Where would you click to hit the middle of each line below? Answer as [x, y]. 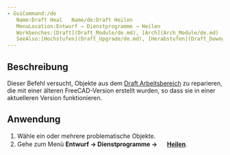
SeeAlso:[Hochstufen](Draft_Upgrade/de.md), [81, 39]
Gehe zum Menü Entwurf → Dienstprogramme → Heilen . [102, 144]
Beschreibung [38, 67]
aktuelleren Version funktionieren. [55, 97]
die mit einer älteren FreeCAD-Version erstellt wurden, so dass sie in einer [111, 91]
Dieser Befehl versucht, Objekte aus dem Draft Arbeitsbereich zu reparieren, [115, 83]
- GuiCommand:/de [32, 13]
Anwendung [34, 120]
